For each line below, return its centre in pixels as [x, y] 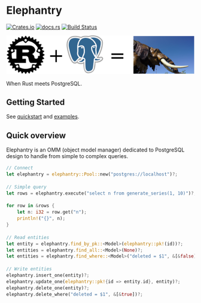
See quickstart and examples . [43, 117]
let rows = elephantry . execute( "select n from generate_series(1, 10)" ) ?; [101, 193]
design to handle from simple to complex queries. [67, 156]
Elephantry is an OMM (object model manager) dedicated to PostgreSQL [95, 150]
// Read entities [28, 237]
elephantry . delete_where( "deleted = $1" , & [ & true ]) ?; [75, 294]
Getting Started [36, 102]
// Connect [20, 168]
